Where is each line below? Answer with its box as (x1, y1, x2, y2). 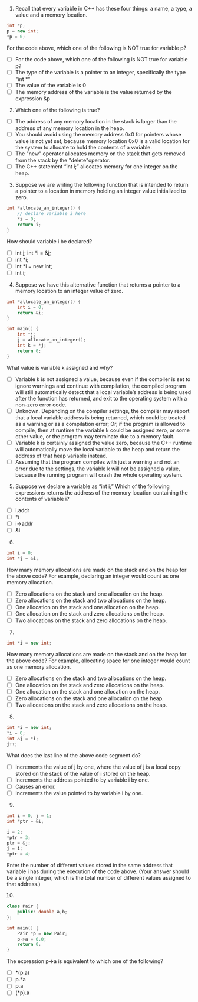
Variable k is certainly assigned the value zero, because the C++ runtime (15, 439, 192, 446)
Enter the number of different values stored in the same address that (6, 862, 173, 869)
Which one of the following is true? (15, 106, 100, 113)
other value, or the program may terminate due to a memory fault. (15, 432, 175, 440)
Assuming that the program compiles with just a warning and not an (15, 458, 180, 466)
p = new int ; (6, 28, 39, 34)
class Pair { (6, 903, 39, 909)
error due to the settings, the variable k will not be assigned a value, (15, 465, 180, 472)
